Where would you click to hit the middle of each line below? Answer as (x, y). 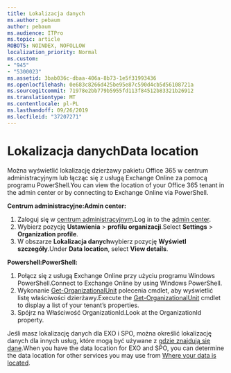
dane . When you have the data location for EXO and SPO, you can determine (115, 348)
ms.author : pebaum (34, 20)
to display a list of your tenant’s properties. (78, 305)
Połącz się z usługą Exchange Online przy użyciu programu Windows (116, 275)
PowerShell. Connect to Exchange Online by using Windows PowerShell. (120, 283)
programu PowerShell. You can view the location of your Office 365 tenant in (116, 185)
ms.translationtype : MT (42, 98)
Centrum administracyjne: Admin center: (67, 206)
